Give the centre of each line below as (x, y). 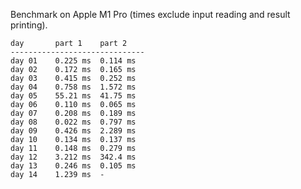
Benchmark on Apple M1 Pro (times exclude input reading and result (150, 14)
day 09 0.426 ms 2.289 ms (73, 131)
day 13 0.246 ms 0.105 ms (73, 166)
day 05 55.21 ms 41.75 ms (73, 96)
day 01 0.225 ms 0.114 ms (73, 61)
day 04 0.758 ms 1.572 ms (73, 87)
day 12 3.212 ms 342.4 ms (73, 157)
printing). (29, 25)
